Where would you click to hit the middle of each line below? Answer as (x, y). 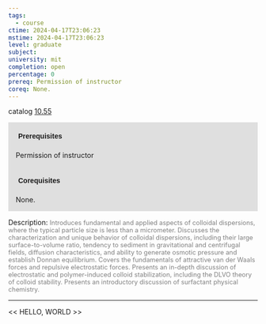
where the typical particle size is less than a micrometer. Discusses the (114, 230)
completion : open (37, 67)
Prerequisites (40, 136)
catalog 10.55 (30, 111)
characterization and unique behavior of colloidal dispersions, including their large (131, 238)
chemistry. (24, 290)
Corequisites (40, 181)
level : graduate (35, 45)
